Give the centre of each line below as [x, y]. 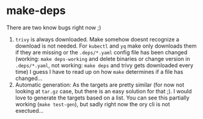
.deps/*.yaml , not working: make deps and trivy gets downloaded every [104, 65]
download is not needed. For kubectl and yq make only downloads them [106, 46]
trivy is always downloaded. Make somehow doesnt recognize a [97, 39]
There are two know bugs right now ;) [54, 27]
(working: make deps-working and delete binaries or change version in [103, 59]
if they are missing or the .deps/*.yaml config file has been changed [101, 52]
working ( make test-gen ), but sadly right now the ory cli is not [92, 104]
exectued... [29, 110]
